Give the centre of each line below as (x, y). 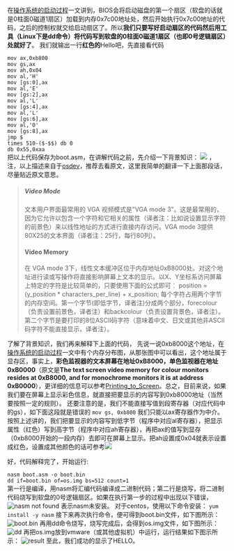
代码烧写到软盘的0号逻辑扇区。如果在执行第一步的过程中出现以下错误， (110, 497)
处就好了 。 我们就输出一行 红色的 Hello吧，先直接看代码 (86, 45)
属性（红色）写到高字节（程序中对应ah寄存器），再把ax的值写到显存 (104, 429)
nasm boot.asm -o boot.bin (46, 475)
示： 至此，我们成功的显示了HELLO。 (73, 541)
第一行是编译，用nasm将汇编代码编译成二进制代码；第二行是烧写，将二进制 (116, 488)
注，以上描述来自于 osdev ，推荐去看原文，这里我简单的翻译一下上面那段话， (117, 166)
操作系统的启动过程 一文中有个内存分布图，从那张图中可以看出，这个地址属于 (117, 353)
